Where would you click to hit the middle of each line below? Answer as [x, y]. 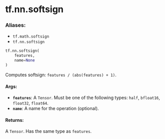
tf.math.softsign [31, 37]
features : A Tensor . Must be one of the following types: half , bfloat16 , [86, 98]
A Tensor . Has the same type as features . [49, 131]
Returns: [15, 120]
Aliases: [16, 25]
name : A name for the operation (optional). [56, 109]
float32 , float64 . [31, 103]
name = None [25, 60]
